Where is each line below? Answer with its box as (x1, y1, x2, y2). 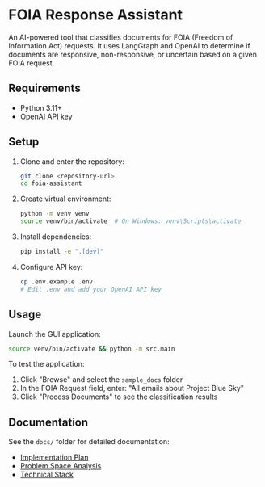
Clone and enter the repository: (19, 156, 125, 166)
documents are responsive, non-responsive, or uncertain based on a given (8, 49, 257, 59)
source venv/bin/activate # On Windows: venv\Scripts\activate (19, 217, 242, 225)
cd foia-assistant (19, 179, 82, 187)
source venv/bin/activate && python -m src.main (8, 345, 175, 353)
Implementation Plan (19, 452, 89, 462)
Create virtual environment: (19, 194, 111, 204)
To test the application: (8, 359, 85, 369)
